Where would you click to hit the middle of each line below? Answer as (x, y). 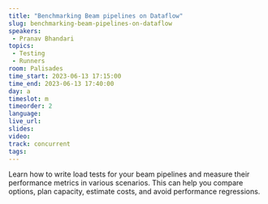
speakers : (25, 31)
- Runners (28, 62)
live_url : (25, 121)
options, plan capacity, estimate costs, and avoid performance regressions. (134, 192)
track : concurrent (39, 144)
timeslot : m (28, 99)
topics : (22, 46)
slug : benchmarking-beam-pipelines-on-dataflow (91, 23)
